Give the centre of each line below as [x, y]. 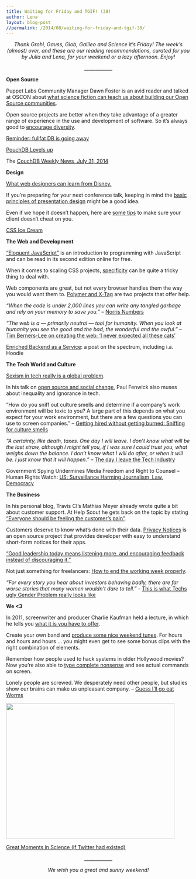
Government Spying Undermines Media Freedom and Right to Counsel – [93, 471]
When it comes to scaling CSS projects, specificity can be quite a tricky [92, 270]
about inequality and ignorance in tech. [53, 393]
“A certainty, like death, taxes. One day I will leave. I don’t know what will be [98, 441]
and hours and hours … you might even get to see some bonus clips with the [98, 641]
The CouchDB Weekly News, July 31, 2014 [57, 161]
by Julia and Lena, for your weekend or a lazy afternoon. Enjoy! [98, 57]
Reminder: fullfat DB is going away [48, 139]
